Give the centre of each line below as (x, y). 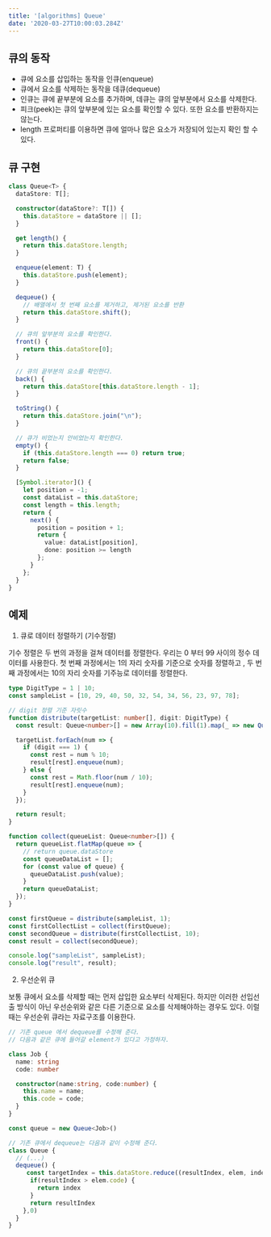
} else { (38, 770)
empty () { (32, 445)
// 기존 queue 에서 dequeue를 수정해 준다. (74, 1032)
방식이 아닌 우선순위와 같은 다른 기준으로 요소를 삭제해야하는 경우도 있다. (131, 1007)
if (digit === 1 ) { (56, 747)
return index (59, 1188)
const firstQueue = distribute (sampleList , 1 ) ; (90, 918)
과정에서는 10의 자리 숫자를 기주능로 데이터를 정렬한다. (102, 673)
